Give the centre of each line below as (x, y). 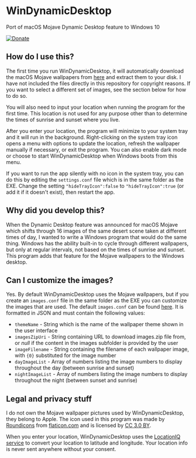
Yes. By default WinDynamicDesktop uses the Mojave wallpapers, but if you (97, 295)
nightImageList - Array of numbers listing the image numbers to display (101, 374)
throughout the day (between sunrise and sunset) (74, 368)
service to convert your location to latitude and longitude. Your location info (97, 443)
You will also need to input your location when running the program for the (96, 107)
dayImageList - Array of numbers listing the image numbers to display (98, 362)
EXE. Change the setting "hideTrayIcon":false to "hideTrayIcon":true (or (95, 186)
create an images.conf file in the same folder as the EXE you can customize (97, 300)
